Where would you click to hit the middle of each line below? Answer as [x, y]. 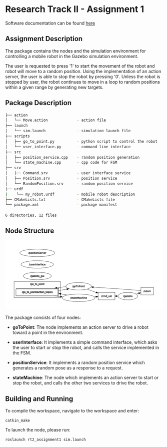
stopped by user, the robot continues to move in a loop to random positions [82, 82]
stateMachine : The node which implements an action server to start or [85, 378]
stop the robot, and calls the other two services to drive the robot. [80, 383]
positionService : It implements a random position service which [78, 363]
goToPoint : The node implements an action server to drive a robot [80, 327]
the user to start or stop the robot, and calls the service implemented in [86, 348]
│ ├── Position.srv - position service [61, 179]
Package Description [38, 103]
